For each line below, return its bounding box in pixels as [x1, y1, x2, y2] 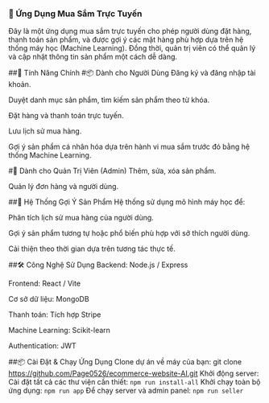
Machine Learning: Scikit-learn [8, 326, 111, 335]
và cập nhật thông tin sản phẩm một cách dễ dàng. [8, 52, 178, 62]
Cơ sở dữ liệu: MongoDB [8, 294, 90, 304]
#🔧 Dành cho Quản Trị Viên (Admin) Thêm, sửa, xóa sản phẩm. [8, 166, 217, 176]
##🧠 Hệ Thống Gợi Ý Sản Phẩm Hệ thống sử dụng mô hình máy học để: [8, 197, 246, 207]
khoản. [8, 80, 31, 89]
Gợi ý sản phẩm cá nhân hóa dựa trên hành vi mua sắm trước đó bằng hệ [8, 142, 250, 152]
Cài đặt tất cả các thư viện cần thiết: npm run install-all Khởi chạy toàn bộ [8, 377, 261, 387]
